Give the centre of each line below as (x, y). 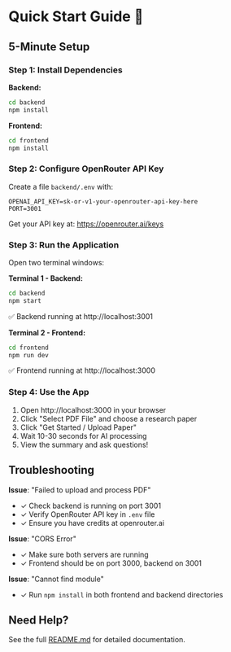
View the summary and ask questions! (84, 444)
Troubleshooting (52, 470)
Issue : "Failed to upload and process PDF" (80, 490)
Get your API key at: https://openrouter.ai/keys (86, 224)
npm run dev (28, 355)
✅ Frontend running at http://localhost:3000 (82, 370)
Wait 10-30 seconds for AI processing (83, 435)
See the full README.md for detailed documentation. (97, 640)
